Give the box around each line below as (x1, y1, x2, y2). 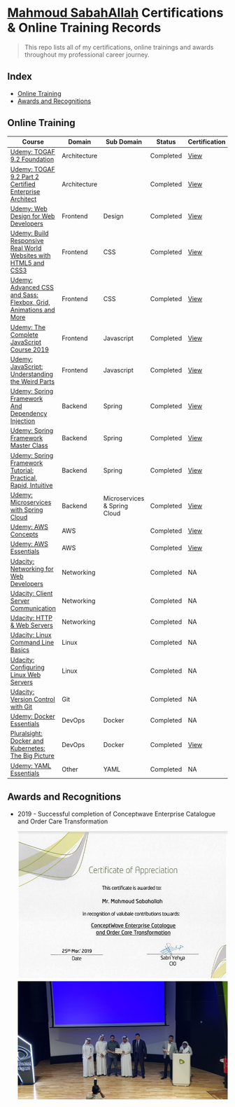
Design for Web (10, 211, 55, 220)
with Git (10, 702, 33, 711)
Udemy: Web (10, 204, 48, 213)
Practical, (10, 473, 38, 482)
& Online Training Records (7, 20, 162, 36)
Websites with (10, 251, 51, 260)
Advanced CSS (10, 284, 54, 292)
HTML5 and (10, 259, 45, 267)
